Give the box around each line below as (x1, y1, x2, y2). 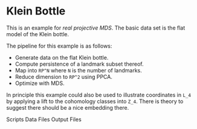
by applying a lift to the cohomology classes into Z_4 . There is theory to (6, 98, 184, 105)
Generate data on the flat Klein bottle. (15, 54, 109, 61)
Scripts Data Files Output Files (6, 116, 82, 123)
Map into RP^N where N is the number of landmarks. (15, 66, 142, 74)
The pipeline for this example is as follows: (6, 42, 112, 49)
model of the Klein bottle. (6, 30, 69, 37)
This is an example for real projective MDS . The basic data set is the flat (6, 24, 186, 31)
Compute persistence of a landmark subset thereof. (15, 60, 144, 68)
